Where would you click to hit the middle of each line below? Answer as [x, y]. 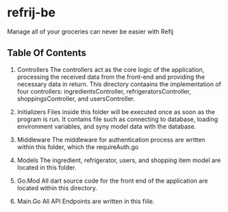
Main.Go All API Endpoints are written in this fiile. [86, 201]
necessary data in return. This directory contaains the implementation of [119, 84]
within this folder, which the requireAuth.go [78, 147]
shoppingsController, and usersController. [76, 98]
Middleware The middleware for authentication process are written [111, 140]
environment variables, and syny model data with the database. [106, 126]
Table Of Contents [47, 53]
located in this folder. [47, 167]
